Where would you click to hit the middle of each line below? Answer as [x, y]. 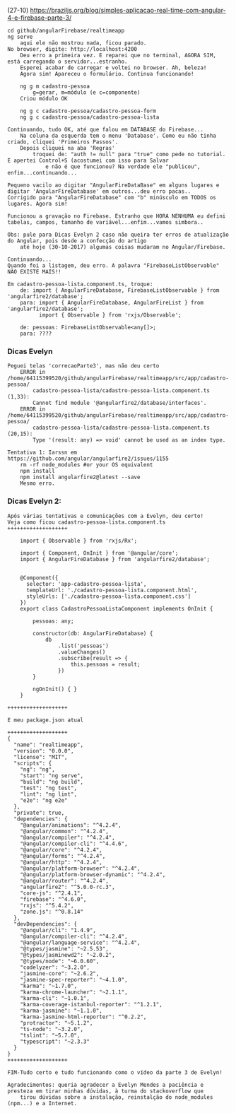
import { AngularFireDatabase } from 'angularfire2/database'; [115, 559]
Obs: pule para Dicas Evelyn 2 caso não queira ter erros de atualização [118, 235]
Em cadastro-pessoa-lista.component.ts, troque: [80, 284]
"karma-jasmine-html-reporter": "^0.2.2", [83, 1017]
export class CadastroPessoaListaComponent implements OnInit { [117, 608]
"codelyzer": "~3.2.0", [55, 967]
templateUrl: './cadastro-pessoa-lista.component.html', [112, 590]
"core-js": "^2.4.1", [52, 893]
